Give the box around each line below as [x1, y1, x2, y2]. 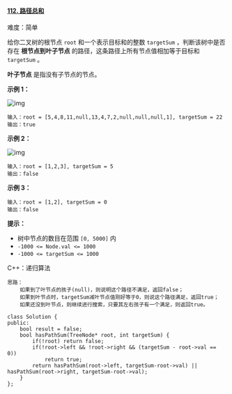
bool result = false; [20, 326, 82, 333]
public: [7, 319, 30, 327]
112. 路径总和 [7, 6, 45, 15]
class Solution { [7, 314, 58, 321]
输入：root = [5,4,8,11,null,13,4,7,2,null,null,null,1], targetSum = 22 [7, 114, 223, 121]
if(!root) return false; [32, 338, 105, 345]
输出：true [7, 121, 36, 128]
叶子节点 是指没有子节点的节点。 [7, 70, 101, 79]
